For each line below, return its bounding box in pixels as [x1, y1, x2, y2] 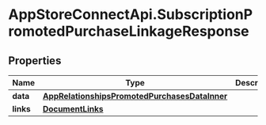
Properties [8, 54, 62, 67]
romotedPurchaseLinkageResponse [8, 22, 249, 40]
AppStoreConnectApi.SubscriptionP [8, 6, 253, 24]
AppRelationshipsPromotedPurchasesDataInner [42, 91, 228, 101]
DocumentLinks [42, 104, 104, 114]
